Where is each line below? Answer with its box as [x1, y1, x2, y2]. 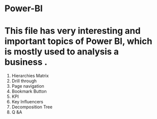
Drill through [11, 78, 37, 84]
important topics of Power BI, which [4, 36, 153, 47]
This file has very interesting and [4, 25, 141, 37]
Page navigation [11, 83, 44, 89]
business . [4, 57, 47, 68]
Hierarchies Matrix [11, 73, 49, 79]
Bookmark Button [11, 89, 47, 95]
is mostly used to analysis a [4, 46, 119, 57]
